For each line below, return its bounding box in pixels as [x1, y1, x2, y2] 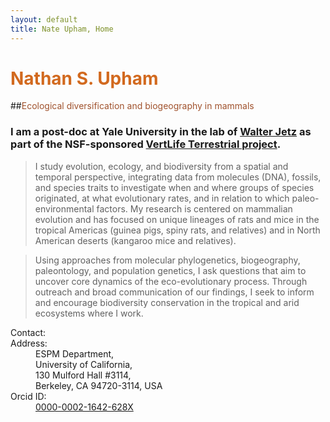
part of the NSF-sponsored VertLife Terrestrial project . [10, 137, 282, 151]
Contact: [10, 326, 47, 338]
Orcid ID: [10, 390, 47, 402]
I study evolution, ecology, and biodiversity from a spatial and [34, 160, 289, 172]
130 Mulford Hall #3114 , [35, 369, 132, 381]
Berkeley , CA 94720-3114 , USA [35, 379, 163, 391]
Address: [10, 337, 48, 349]
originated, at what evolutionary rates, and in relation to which [34, 192, 290, 204]
